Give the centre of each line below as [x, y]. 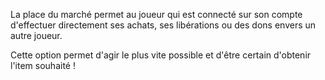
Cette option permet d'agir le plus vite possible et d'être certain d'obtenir [161, 55]
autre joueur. [36, 35]
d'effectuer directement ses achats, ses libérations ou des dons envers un [163, 25]
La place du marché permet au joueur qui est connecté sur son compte [156, 14]
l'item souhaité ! [43, 65]
